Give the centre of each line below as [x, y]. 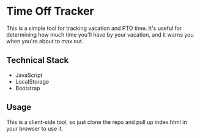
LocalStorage [32, 81]
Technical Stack [38, 60]
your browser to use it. [35, 128]
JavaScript [29, 75]
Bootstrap [28, 88]
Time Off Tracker [50, 11]
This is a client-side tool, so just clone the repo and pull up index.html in [97, 122]
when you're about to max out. [45, 41]
